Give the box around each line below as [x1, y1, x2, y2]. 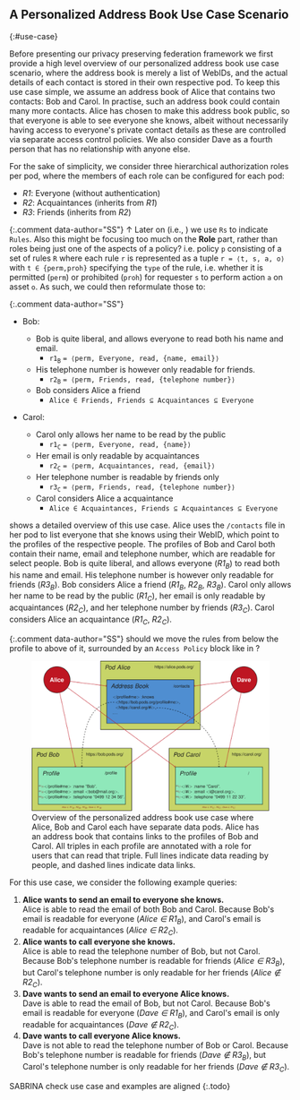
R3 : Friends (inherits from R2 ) [21, 206, 132, 218]
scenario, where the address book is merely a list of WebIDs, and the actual [9, 67, 288, 78]
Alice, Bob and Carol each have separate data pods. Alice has [31, 821, 260, 832]
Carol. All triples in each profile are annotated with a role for [31, 840, 253, 851]
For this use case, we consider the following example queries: [9, 877, 237, 888]
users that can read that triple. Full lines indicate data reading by [31, 850, 269, 861]
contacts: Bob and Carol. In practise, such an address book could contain [9, 96, 280, 107]
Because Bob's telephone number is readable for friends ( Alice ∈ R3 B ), [21, 956, 286, 968]
